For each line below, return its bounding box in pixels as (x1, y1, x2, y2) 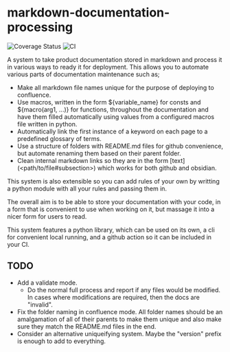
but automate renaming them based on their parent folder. (16, 149, 181, 157)
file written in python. (16, 120, 78, 128)
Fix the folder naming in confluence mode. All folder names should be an (16, 307, 223, 316)
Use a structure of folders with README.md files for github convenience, (16, 142, 224, 150)
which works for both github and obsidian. (97, 164, 217, 172)
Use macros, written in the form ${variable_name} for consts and (16, 98, 201, 106)
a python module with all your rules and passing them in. (7, 184, 167, 192)
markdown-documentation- (7, 5, 170, 21)
